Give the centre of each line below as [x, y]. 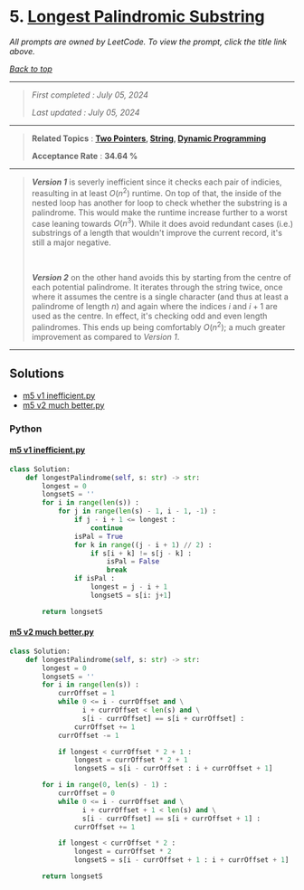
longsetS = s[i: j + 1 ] [131, 595]
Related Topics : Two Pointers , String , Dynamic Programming [149, 138]
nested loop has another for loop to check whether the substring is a [159, 203]
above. [22, 51]
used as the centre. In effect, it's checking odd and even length [149, 316]
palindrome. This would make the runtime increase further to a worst [159, 212]
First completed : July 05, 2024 [90, 95]
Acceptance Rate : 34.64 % [85, 156]
